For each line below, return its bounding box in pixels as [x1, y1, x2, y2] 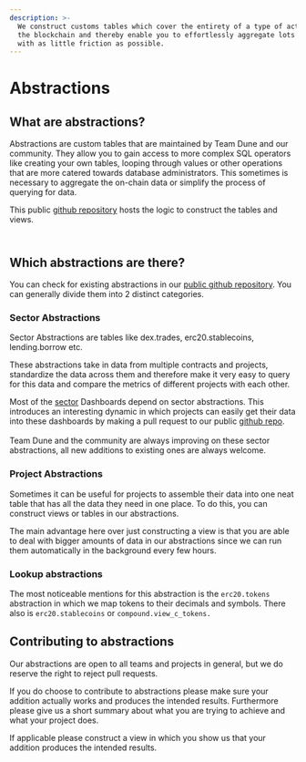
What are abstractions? [9, 114, 146, 129]
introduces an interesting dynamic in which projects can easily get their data [9, 407, 296, 417]
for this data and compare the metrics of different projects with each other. [9, 379, 291, 390]
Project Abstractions [9, 468, 103, 480]
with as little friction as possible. [17, 38, 166, 48]
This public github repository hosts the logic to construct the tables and [9, 204, 278, 215]
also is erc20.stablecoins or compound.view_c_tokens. [9, 607, 211, 618]
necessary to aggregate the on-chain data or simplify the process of [9, 177, 266, 188]
